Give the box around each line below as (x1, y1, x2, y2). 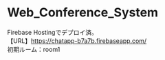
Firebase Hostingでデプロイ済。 (7, 28, 98, 36)
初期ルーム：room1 (7, 45, 60, 53)
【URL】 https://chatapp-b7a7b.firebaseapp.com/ (7, 36, 147, 45)
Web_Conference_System (7, 5, 159, 20)
